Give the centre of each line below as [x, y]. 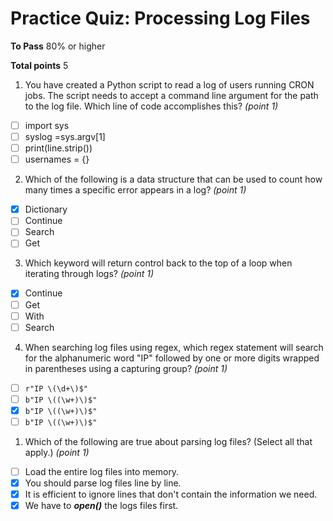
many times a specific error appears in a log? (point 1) [135, 190]
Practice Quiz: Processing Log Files [160, 18]
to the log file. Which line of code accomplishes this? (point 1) [151, 106]
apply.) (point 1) [57, 452]
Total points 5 [39, 65]
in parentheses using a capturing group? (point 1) [126, 368]
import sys [47, 125]
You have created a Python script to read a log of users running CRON [169, 84]
